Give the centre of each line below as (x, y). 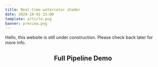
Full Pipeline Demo (83, 58)
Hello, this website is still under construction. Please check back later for (79, 37)
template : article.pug (28, 19)
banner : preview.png (26, 23)
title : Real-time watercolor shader (43, 10)
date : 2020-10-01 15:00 (30, 14)
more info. (16, 43)
